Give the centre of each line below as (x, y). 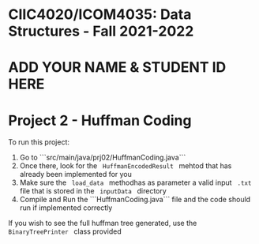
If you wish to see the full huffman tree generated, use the (103, 223)
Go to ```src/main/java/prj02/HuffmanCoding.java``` (103, 158)
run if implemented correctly (66, 208)
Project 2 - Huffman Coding (100, 120)
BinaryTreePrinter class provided (65, 231)
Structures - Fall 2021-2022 (101, 31)
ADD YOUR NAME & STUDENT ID (117, 68)
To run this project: (39, 142)
